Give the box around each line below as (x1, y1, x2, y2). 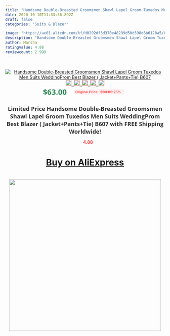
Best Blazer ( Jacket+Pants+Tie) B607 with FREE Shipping (6, 119, 164, 128)
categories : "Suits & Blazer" (5, 21, 69, 27)
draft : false (5, 17, 33, 22)
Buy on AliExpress (46, 157, 124, 169)
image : (5, 31, 19, 36)
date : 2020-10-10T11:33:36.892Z (5, 12, 73, 17)
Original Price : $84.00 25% (75, 89, 121, 94)
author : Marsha (5, 40, 37, 46)
